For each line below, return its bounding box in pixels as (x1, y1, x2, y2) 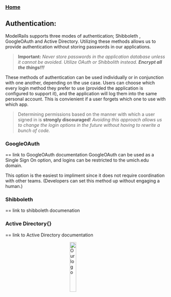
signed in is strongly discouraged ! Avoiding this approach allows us (17, 116, 162, 123)
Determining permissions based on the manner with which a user (17, 111, 155, 117)
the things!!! (17, 64, 45, 70)
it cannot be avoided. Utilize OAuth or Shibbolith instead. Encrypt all (17, 59, 162, 65)
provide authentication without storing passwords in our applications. (5, 43, 151, 49)
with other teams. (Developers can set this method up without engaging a (5, 178, 160, 184)
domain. (5, 163, 22, 169)
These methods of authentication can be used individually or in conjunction (5, 74, 164, 80)
